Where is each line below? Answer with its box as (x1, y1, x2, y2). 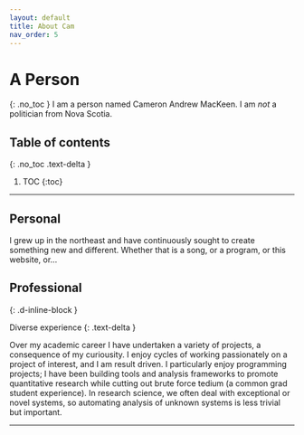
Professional (9, 280, 82, 296)
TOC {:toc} (22, 176, 63, 187)
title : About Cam (9, 22, 75, 31)
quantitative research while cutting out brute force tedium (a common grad (9, 377, 288, 389)
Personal (9, 211, 62, 226)
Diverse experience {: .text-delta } (9, 322, 137, 333)
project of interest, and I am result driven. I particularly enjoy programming (9, 358, 288, 369)
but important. (9, 406, 62, 417)
